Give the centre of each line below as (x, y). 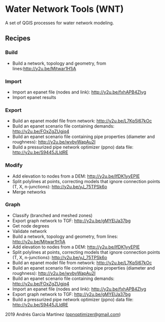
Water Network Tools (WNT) (64, 9)
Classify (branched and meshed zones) (52, 215)
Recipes (18, 38)
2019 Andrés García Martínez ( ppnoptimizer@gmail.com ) (63, 314)
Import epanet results (34, 97)
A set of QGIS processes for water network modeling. (60, 23)
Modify (14, 165)
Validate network (29, 231)
